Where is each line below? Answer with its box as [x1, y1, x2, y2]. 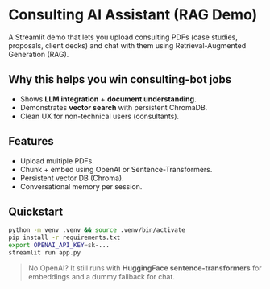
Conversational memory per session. [19, 181, 143, 191]
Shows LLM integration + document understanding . [19, 94, 197, 104]
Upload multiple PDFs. [19, 155, 94, 166]
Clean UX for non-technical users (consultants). [19, 111, 180, 121]
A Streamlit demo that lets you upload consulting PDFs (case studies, [8, 32, 238, 42]
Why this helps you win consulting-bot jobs [8, 72, 232, 86]
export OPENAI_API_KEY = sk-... [8, 242, 110, 250]
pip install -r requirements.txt [8, 233, 121, 242]
